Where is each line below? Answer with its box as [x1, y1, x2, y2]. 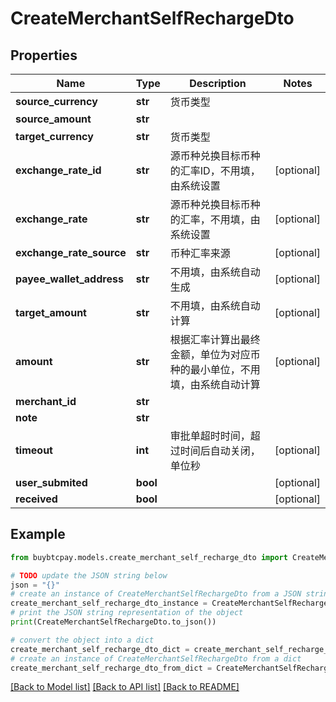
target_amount [15, 306, 87, 319]
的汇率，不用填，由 [169, 213, 261, 226]
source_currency [15, 95, 98, 108]
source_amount [15, 112, 92, 126]
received [15, 492, 58, 506]
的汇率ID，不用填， [169, 164, 261, 177]
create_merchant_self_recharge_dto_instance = [10, 598, 208, 609]
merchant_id [15, 395, 77, 408]
